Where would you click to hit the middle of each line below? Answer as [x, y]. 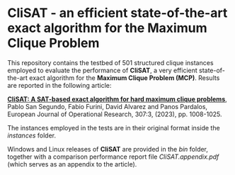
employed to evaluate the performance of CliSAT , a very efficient [103, 70]
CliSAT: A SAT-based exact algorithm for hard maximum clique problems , [117, 99]
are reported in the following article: [59, 85]
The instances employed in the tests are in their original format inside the [114, 128]
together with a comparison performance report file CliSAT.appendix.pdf [113, 157]
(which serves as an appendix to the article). [72, 164]
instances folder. [32, 135]
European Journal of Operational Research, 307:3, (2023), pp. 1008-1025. [115, 114]
